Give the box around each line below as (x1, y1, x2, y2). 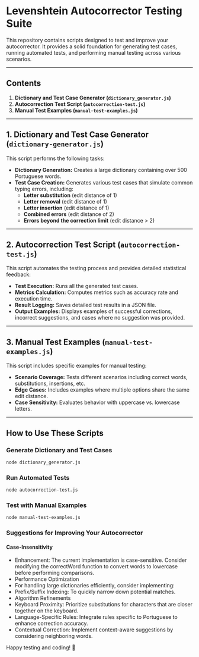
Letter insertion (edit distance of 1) (23, 204, 110, 211)
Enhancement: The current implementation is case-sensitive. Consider (14, 556, 187, 564)
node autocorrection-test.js (6, 487, 78, 493)
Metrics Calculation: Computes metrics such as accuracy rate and (14, 289, 179, 296)
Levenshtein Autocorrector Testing (6, 4, 182, 18)
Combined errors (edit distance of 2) (23, 210, 114, 218)
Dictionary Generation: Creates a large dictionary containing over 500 (14, 166, 188, 173)
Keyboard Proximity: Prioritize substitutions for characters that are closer (14, 601, 193, 608)
